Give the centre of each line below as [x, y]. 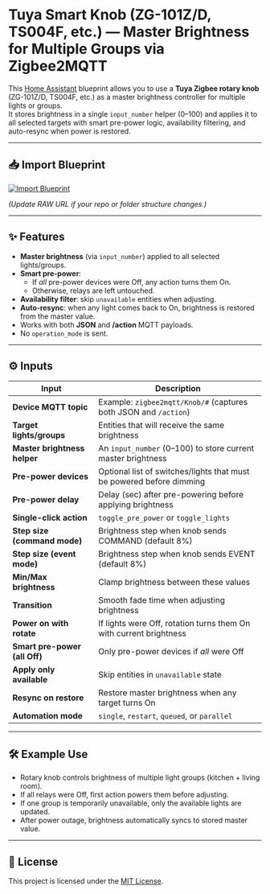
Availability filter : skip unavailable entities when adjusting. [118, 299]
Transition [32, 605]
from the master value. [57, 316]
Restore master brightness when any [168, 693]
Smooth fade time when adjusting [162, 600]
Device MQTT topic [50, 407]
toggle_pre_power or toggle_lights [164, 518]
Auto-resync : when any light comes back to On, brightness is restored [137, 307]
